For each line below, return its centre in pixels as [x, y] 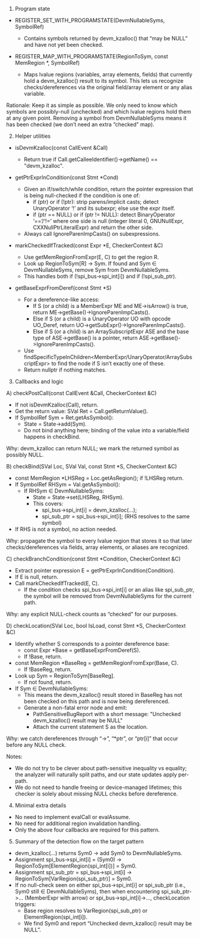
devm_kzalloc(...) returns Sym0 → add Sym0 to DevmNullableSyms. [99, 853]
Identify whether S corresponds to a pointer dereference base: [92, 644]
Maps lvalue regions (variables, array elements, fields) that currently [108, 74]
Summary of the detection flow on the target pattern [79, 841]
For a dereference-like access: [62, 299]
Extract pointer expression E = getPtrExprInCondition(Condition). [95, 570]
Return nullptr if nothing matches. [65, 370]
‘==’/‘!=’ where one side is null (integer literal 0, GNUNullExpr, [108, 221]
